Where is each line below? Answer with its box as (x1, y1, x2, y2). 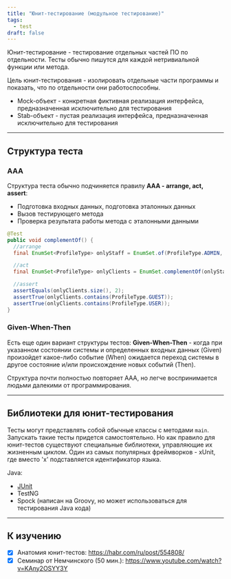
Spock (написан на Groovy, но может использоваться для (16, 496, 187, 505)
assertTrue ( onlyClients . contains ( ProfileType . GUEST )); (13, 294, 174, 301)
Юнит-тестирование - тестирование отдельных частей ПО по (7, 48, 188, 57)
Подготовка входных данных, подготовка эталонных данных (16, 202, 196, 210)
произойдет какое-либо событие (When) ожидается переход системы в (7, 353, 219, 361)
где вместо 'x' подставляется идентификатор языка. (7, 455, 162, 463)
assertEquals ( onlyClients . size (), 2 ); (13, 287, 125, 294)
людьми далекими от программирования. (7, 380, 132, 389)
